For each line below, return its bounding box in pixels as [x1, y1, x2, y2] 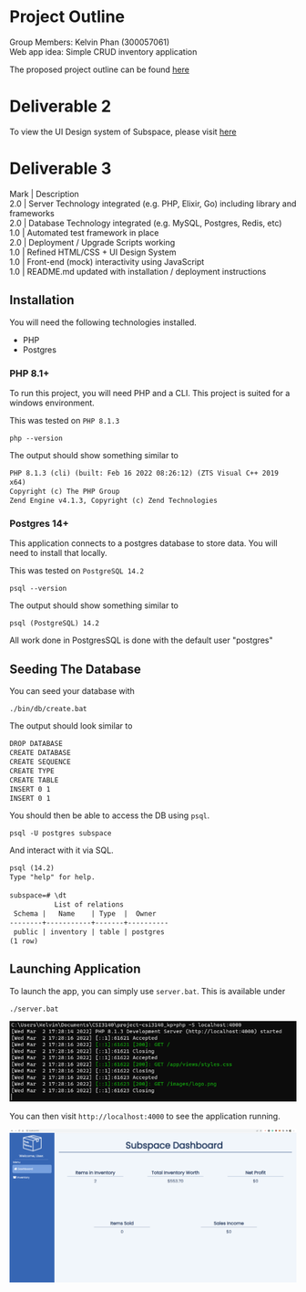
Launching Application [9, 961, 141, 977]
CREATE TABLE [9, 776, 59, 785]
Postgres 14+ [9, 517, 70, 530]
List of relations [54, 900, 125, 909]
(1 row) [9, 937, 39, 946]
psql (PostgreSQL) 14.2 [9, 619, 100, 628]
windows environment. [9, 397, 96, 408]
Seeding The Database [9, 661, 141, 677]
